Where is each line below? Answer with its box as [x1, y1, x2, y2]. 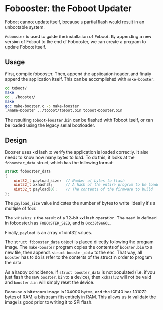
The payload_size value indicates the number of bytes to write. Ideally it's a [5, 201, 156, 206]
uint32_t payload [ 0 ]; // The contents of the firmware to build [14, 187, 153, 192]
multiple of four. [5, 205, 37, 212]
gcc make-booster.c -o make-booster [5, 104, 79, 109]
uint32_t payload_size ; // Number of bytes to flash [14, 178, 125, 183]
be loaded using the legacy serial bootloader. [5, 122, 96, 128]
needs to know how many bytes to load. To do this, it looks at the [5, 154, 135, 160]
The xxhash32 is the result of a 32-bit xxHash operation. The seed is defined [5, 215, 157, 221]
